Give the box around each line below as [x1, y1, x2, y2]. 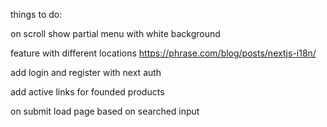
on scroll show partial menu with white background [10, 28, 221, 39]
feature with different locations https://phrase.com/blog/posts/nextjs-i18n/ [10, 47, 317, 59]
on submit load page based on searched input [10, 105, 200, 117]
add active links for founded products [10, 86, 165, 98]
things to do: [10, 9, 63, 20]
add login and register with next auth [10, 67, 162, 78]
